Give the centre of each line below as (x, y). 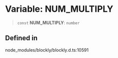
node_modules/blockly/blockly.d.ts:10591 (47, 50)
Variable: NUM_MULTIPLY (59, 9)
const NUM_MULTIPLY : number (48, 23)
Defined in (21, 38)
